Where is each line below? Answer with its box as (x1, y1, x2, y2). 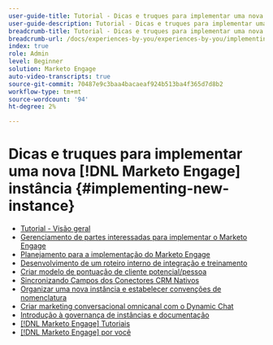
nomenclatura (19, 293, 67, 303)
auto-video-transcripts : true (8, 72, 111, 81)
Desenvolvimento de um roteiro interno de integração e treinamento (19, 258, 248, 269)
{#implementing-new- (75, 180, 230, 198)
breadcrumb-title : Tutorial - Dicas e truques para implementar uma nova (8, 27, 264, 35)
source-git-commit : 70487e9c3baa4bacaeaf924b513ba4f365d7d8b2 (8, 80, 223, 88)
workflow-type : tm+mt (8, 87, 82, 96)
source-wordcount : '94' (8, 95, 89, 103)
